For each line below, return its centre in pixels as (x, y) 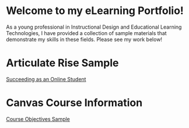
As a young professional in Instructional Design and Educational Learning (94, 27)
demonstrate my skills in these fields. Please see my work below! (84, 39)
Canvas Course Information (74, 103)
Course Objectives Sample (38, 119)
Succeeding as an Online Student (46, 79)
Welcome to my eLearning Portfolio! (95, 11)
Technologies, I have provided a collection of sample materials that (87, 33)
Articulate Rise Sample (62, 63)
